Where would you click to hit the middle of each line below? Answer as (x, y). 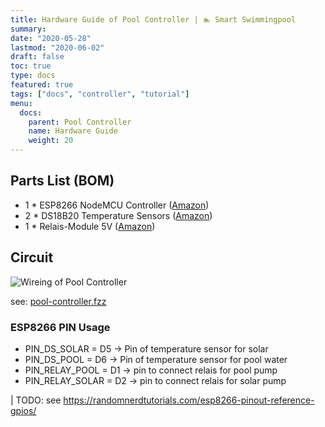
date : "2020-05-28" (51, 38)
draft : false (37, 57)
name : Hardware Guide (73, 131)
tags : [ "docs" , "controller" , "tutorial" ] (100, 94)
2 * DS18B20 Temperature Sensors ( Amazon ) (118, 215)
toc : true (31, 66)
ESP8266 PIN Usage (60, 327)
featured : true (42, 85)
